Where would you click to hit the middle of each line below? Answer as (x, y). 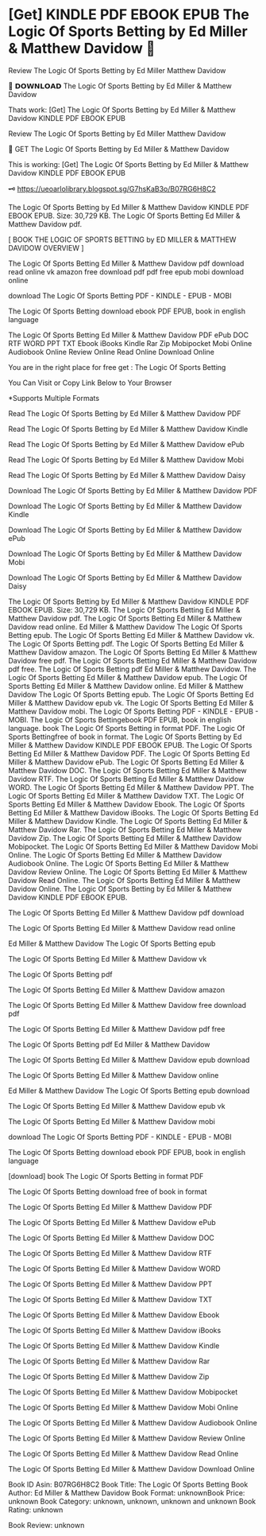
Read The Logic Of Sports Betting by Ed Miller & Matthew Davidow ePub (126, 444)
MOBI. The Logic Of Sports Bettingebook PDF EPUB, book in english (120, 719)
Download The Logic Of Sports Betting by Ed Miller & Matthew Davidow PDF (133, 490)
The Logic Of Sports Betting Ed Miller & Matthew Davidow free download (127, 1005)
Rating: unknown (36, 1510)
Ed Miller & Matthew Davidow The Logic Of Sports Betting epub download (129, 1091)
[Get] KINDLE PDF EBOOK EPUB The (129, 15)
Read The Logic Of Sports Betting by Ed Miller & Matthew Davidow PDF (125, 413)
